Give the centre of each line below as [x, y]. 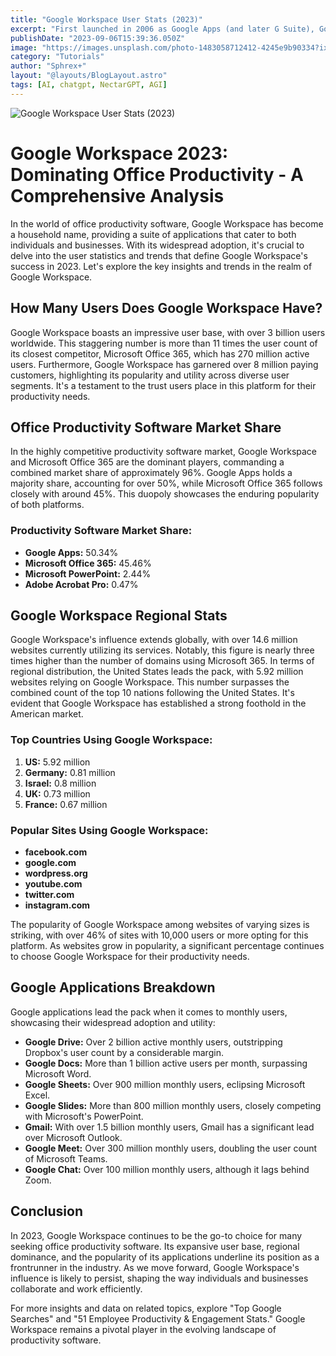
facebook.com [56, 852]
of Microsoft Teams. [66, 1158]
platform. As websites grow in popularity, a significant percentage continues [167, 946]
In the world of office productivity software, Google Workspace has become [167, 223]
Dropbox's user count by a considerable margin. [124, 1052]
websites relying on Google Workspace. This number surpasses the [150, 682]
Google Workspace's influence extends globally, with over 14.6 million [154, 640]
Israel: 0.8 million [60, 783]
